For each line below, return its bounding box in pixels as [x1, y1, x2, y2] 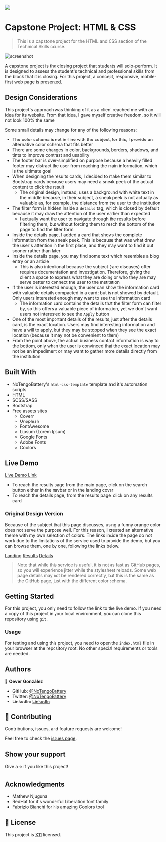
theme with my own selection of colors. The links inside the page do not [5, 532, 152, 538]
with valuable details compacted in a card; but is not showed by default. [12, 289, 160, 296]
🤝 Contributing [5, 712, 52, 721]
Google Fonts [19, 434, 48, 440]
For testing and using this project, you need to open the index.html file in [5, 640, 154, 646]
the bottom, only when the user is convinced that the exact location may [12, 343, 160, 349]
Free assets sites [12, 408, 47, 414]
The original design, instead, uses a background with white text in [19, 189, 154, 195]
